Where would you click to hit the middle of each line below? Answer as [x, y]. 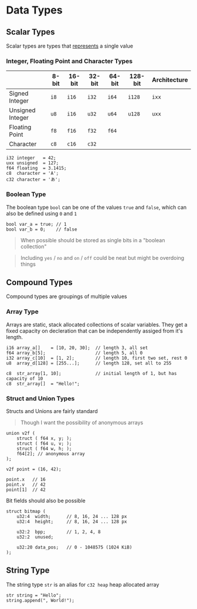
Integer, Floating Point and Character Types [69, 61]
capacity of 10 [25, 378]
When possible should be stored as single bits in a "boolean [93, 240]
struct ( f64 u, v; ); [44, 444]
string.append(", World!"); [40, 600]
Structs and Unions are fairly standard [52, 411]
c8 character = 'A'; [33, 174]
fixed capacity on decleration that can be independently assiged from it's [94, 331]
